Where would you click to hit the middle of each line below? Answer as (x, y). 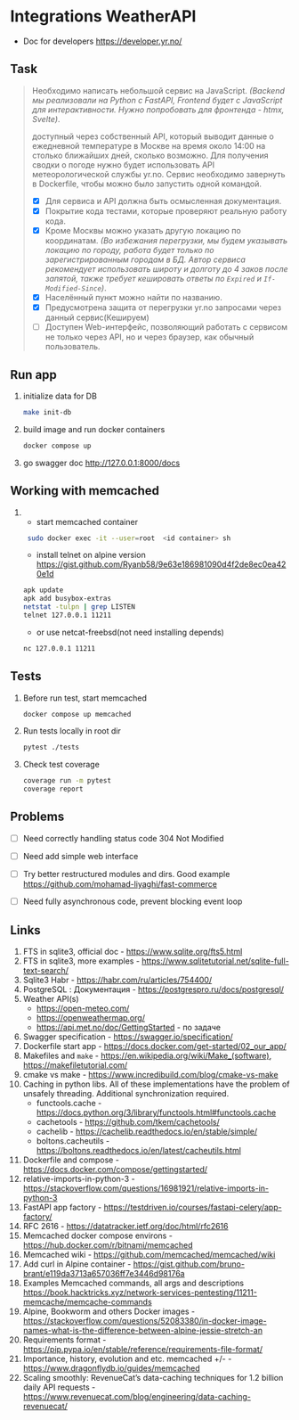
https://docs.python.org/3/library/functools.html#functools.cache (156, 1112)
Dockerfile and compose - (71, 1160)
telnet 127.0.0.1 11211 (67, 615)
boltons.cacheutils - (73, 1141)
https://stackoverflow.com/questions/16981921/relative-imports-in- (146, 1188)
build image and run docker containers (94, 429)
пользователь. (73, 347)
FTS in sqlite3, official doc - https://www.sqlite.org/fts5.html (133, 951)
